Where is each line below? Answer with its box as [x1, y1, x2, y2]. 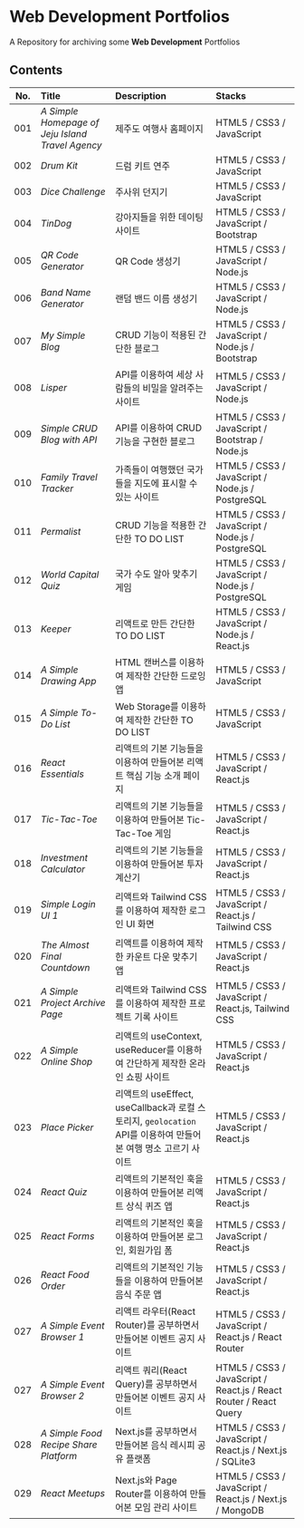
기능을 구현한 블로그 [114, 435, 195, 448]
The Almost [40, 938, 90, 951]
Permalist [40, 525, 81, 537]
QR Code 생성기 [114, 255, 181, 267]
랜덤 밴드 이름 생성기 [114, 292, 198, 305]
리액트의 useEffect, [114, 1088, 195, 1100]
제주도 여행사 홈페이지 [114, 122, 204, 135]
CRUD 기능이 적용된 [114, 328, 196, 341]
